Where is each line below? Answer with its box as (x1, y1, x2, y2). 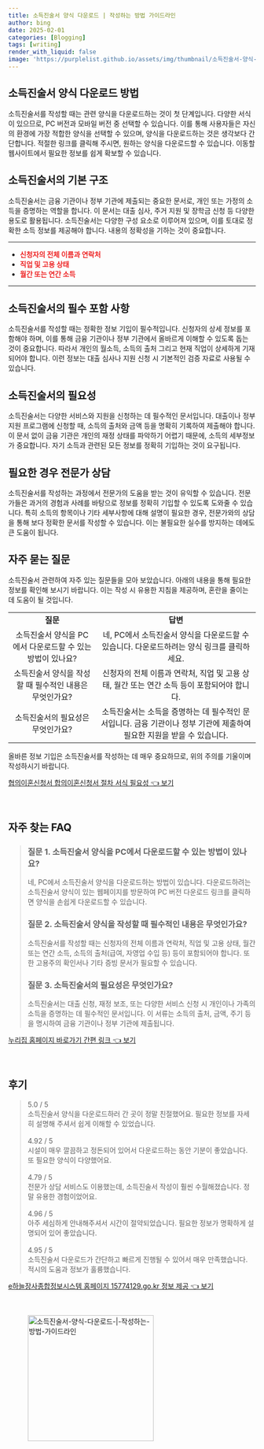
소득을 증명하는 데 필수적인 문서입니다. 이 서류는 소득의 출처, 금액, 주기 (27, 1009, 244, 1018)
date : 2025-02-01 (8, 26, 65, 34)
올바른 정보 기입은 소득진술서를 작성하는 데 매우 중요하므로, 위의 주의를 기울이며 (8, 751, 251, 760)
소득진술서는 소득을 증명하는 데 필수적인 (101, 706, 241, 717)
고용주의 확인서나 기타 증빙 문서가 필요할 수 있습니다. (35, 958, 198, 967)
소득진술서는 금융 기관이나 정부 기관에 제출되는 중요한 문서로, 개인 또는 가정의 (8, 196, 245, 205)
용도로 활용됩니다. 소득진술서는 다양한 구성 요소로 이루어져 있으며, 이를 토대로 (8, 216, 245, 225)
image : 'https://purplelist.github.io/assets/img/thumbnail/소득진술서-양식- (8, 56, 258, 64)
